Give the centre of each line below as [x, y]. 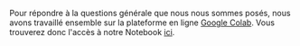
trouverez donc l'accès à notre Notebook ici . [92, 32]
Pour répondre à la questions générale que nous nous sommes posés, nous [150, 13]
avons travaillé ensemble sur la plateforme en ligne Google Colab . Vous [142, 23]
